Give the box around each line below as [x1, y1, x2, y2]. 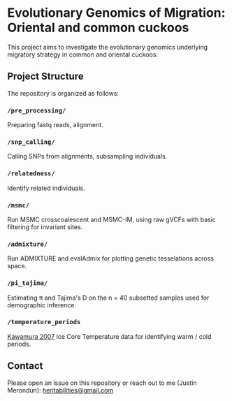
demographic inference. [7, 300, 77, 309]
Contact [7, 360, 43, 372]
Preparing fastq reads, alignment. [7, 121, 103, 129]
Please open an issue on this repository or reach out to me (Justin [7, 379, 197, 387]
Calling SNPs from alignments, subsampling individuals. [7, 152, 168, 161]
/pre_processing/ [7, 106, 66, 115]
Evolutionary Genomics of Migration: [7, 5, 226, 21]
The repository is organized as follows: [7, 89, 119, 97]
